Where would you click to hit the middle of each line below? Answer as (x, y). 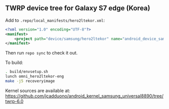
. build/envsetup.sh (27, 72)
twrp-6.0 (14, 101)
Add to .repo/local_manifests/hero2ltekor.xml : (55, 20)
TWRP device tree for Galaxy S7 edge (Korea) (78, 8)
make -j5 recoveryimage (30, 81)
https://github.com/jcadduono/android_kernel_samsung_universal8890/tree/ (84, 96)
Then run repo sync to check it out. (41, 53)
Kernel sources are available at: (38, 90)
